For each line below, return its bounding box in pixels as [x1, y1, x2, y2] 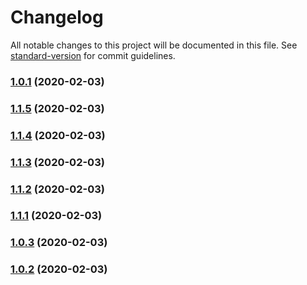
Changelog [10, 6, 104, 29]
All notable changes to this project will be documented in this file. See [10, 39, 298, 51]
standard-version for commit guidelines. [10, 49, 176, 61]
